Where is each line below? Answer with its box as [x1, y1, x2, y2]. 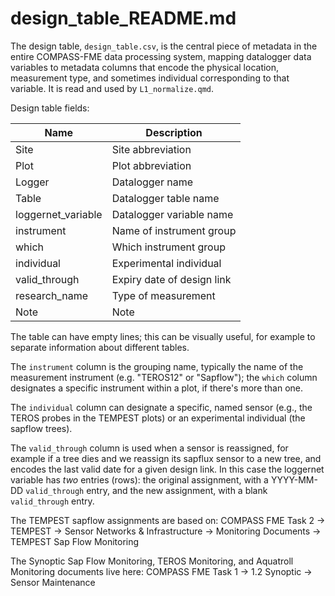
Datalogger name [111, 175, 194, 189]
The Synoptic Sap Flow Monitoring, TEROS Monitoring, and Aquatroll [10, 555, 294, 567]
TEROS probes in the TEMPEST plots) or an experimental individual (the [10, 412, 306, 424]
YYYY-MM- [270, 473, 318, 486]
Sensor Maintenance [10, 576, 96, 588]
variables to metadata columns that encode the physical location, [10, 61, 280, 73]
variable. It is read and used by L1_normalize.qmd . [10, 82, 215, 94]
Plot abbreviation [111, 158, 192, 172]
